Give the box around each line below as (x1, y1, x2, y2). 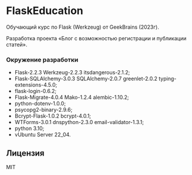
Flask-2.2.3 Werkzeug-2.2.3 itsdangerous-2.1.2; (14, 69, 130, 76)
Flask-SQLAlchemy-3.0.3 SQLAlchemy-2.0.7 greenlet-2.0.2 (14, 75, 157, 83)
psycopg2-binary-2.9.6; (14, 107, 73, 114)
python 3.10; (14, 125, 45, 132)
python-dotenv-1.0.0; (14, 100, 66, 107)
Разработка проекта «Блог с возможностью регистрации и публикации (6, 35, 187, 42)
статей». (6, 41, 28, 48)
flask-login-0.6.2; (14, 88, 57, 95)
